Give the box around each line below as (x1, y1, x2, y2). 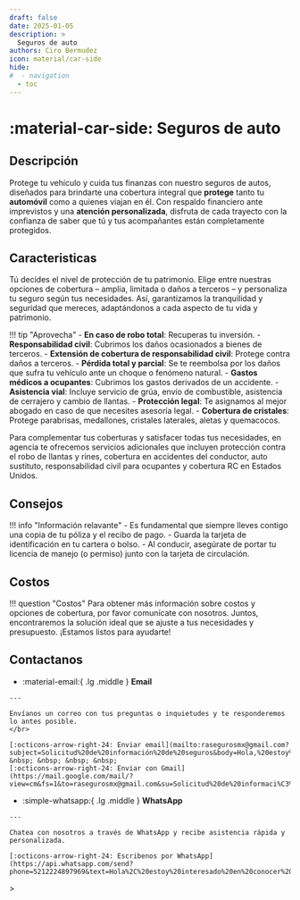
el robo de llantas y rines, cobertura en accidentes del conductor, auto (9, 451, 268, 462)
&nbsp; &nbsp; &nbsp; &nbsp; (9, 756, 118, 765)
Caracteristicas (9, 251, 97, 266)
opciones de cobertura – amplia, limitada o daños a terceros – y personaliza (9, 283, 287, 295)
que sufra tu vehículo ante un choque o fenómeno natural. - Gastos (9, 367, 258, 378)
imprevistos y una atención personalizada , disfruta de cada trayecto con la (9, 206, 287, 216)
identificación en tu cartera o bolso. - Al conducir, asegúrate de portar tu (9, 539, 277, 550)
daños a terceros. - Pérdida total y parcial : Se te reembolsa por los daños (9, 358, 281, 369)
